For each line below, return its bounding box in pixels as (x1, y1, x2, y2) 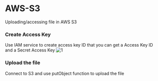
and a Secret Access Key (5, 47, 55, 53)
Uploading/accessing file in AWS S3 (5, 19, 77, 25)
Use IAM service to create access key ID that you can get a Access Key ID (5, 42, 154, 48)
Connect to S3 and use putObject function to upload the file (5, 70, 125, 76)
